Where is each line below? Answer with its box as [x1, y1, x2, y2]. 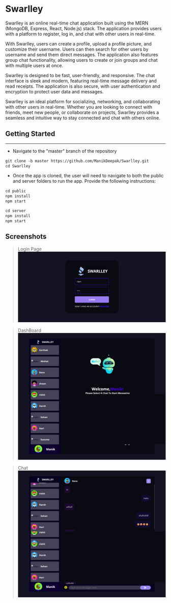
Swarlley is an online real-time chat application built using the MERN [5, 20, 149, 26]
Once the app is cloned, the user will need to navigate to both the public [12, 172, 164, 179]
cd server [5, 208, 26, 213]
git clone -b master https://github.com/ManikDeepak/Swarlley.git [5, 158, 149, 163]
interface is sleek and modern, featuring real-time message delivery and [5, 78, 157, 84]
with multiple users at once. [5, 62, 64, 68]
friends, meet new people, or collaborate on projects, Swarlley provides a [5, 109, 159, 115]
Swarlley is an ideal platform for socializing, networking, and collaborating [5, 98, 160, 105]
